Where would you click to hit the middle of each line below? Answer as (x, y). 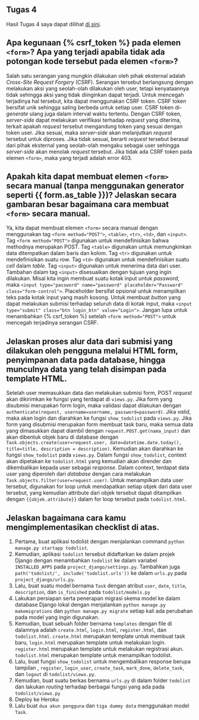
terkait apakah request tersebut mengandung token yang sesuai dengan (94, 126)
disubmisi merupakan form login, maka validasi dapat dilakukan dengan (94, 405)
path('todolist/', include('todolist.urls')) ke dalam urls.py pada (101, 573)
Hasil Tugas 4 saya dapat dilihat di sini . (54, 24)
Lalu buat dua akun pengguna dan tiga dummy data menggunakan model (102, 706)
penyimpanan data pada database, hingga (86, 360)
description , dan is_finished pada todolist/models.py (82, 592)
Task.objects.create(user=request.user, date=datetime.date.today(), (94, 443)
